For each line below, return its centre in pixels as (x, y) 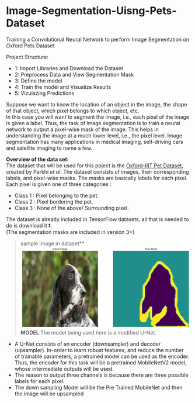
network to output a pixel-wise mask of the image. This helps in (83, 129)
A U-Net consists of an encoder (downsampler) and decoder (88, 344)
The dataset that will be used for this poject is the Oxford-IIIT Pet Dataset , (95, 166)
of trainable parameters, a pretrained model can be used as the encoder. (102, 356)
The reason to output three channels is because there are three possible (101, 375)
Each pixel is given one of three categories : (59, 184)
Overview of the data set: (37, 159)
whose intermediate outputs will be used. (64, 368)
